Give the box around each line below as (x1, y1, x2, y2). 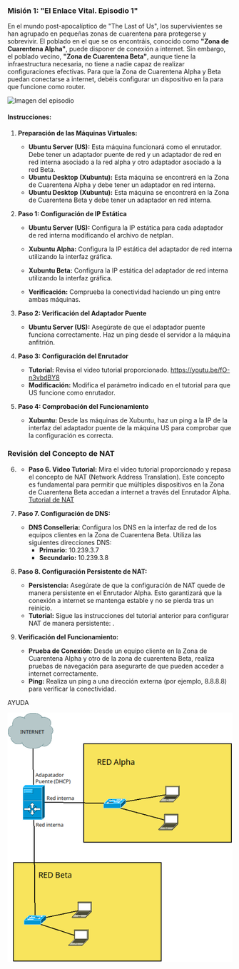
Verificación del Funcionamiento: (17, 632, 119, 641)
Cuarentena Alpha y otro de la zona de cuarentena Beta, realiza (28, 654, 215, 662)
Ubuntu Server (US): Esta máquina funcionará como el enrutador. (28, 142, 223, 151)
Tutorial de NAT (28, 495, 75, 504)
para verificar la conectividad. (28, 684, 116, 693)
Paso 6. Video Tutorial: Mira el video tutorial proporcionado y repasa (28, 465, 231, 473)
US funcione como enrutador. (28, 388, 116, 397)
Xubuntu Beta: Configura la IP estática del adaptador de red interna (28, 266, 228, 275)
